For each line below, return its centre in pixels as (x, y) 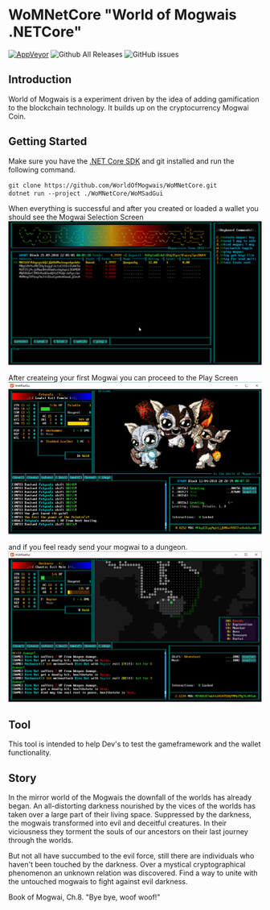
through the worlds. (41, 840)
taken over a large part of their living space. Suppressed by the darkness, (130, 814)
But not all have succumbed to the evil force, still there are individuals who (131, 855)
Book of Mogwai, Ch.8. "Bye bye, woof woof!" (84, 897)
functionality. (30, 753)
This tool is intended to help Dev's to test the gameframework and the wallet (135, 744)
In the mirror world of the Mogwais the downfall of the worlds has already (130, 797)
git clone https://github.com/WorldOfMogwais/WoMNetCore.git (113, 185)
